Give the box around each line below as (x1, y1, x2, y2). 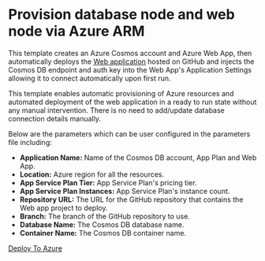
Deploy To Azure (8, 243, 63, 253)
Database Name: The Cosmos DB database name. (19, 219, 185, 229)
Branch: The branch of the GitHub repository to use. (19, 211, 191, 221)
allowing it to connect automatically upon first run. (8, 73, 171, 83)
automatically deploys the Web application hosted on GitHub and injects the (8, 57, 255, 66)
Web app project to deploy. (19, 203, 108, 212)
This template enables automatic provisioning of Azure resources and (8, 88, 234, 98)
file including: (8, 137, 53, 147)
